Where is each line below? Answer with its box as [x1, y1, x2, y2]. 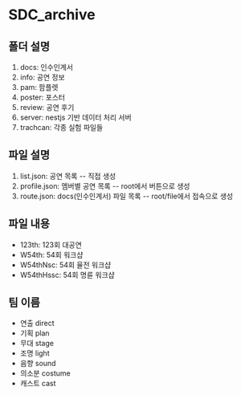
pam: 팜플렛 [19, 83, 59, 92]
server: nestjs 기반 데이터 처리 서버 [19, 112, 132, 122]
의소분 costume [19, 369, 71, 378]
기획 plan [19, 328, 50, 338]
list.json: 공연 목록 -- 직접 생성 [19, 171, 116, 181]
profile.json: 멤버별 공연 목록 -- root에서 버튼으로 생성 [19, 181, 190, 190]
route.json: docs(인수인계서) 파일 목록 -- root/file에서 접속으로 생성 [19, 191, 234, 201]
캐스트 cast [19, 379, 56, 389]
